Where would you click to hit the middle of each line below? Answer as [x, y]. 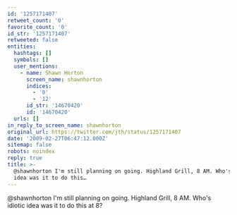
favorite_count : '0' [38, 27]
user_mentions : [36, 66]
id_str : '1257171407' [39, 33]
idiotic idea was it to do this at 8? [55, 205]
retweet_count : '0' [36, 20]
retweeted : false [33, 40]
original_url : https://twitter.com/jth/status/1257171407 [94, 132]
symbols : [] [31, 60]
